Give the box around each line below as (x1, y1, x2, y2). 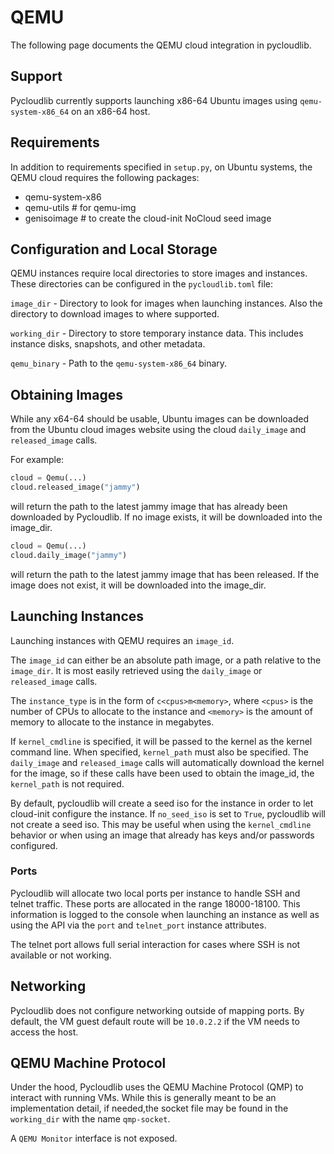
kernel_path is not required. (10, 777, 125, 790)
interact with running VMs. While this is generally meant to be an (10, 1092, 277, 1104)
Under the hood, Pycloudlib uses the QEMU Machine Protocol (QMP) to (10, 1081, 304, 1093)
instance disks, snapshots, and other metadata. (10, 338, 206, 350)
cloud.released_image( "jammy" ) (10, 482, 141, 493)
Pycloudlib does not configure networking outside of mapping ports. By (10, 1004, 305, 1016)
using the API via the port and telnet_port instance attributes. (10, 919, 267, 931)
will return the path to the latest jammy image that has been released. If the (10, 568, 320, 580)
